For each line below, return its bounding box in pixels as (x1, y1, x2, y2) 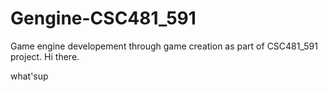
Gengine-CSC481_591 (10, 7, 197, 30)
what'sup (10, 70, 49, 82)
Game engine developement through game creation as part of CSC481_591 (10, 40, 318, 52)
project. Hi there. (10, 50, 80, 62)
